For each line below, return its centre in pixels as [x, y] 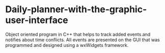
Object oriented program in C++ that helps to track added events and [78, 34]
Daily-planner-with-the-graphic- [76, 9]
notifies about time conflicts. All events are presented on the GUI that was [82, 40]
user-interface [37, 20]
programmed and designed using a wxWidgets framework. [67, 45]
